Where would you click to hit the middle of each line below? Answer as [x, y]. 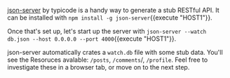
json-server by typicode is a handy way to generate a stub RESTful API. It [113, 10]
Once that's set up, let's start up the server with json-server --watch [107, 31]
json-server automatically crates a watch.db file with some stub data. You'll [115, 52]
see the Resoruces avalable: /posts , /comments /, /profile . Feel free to [108, 60]
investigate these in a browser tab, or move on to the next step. [99, 67]
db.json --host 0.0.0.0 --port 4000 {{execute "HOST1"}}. [92, 39]
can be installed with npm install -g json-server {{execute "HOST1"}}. [110, 18]
